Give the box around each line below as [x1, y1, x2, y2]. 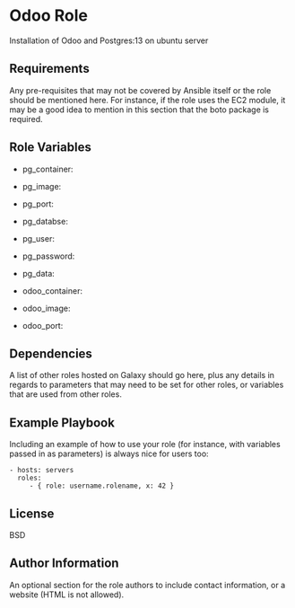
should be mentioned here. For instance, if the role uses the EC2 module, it [9, 94, 286, 105]
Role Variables [9, 140, 91, 155]
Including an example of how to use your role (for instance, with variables [9, 439, 281, 450]
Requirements [9, 61, 90, 76]
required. [9, 113, 43, 124]
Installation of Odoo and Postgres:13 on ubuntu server [9, 35, 209, 46]
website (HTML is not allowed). [9, 589, 125, 600]
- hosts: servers [9, 466, 74, 475]
